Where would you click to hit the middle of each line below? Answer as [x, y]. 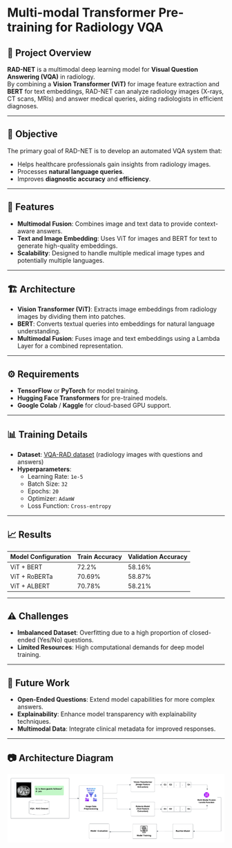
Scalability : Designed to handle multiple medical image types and [111, 253]
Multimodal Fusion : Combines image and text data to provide [105, 224]
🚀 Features [31, 207]
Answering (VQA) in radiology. [51, 77]
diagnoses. [23, 106]
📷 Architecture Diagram [60, 758]
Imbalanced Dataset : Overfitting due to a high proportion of [103, 633]
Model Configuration [40, 557]
